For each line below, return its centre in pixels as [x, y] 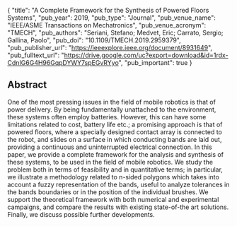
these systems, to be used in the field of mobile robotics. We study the [110, 162]
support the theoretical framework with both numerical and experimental [113, 199]
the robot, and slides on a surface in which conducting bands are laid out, [115, 139]
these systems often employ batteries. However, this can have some [107, 117]
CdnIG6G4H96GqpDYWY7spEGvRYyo [63, 63]
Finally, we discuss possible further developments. [81, 214]
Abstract [27, 85]
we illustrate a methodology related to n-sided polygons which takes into [113, 177]
